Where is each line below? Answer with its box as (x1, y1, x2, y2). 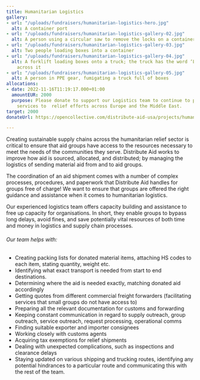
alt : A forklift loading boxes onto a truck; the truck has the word (11, 58, 187, 64)
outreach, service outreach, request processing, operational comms (14, 317, 182, 325)
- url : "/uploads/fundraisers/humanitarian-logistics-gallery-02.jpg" (6, 31, 185, 37)
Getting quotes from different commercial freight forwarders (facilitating (14, 292, 192, 299)
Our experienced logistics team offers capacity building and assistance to (6, 203, 187, 211)
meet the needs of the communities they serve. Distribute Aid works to (6, 149, 180, 156)
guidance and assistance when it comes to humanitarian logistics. (6, 191, 168, 199)
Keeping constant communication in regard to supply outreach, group (14, 311, 186, 319)
